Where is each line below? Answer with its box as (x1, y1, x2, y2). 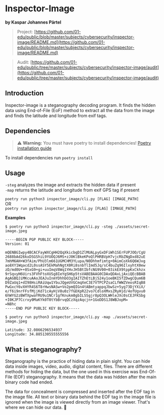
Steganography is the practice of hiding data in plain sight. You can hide (5, 358, 151, 364)
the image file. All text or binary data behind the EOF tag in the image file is (5, 394, 156, 400)
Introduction (5, 89, 44, 97)
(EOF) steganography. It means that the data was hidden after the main (13, 374, 157, 380)
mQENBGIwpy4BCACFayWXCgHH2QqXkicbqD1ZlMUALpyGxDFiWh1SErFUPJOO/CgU (5, 250, 146, 255)
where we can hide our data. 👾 (5, 404, 67, 411)
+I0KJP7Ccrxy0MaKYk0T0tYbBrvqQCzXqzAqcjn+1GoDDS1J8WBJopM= (5, 297, 128, 302)
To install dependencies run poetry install (5, 154, 93, 160)
